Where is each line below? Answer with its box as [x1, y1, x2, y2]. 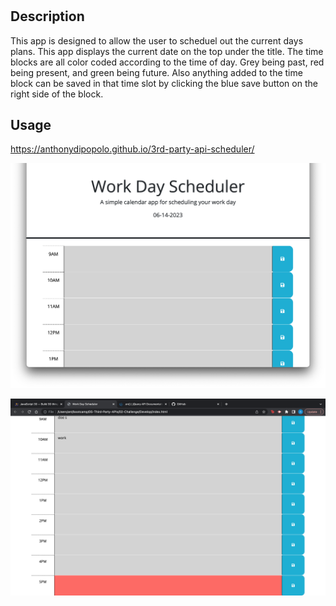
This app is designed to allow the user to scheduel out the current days [10, 34, 304, 47]
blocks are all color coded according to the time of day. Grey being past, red [10, 56, 325, 68]
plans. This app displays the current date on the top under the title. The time [10, 45, 324, 57]
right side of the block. [10, 88, 104, 100]
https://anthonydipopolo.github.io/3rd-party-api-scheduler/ [10, 143, 255, 155]
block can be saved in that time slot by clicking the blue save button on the [10, 77, 318, 89]
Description [10, 8, 85, 25]
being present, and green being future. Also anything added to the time [10, 66, 303, 78]
